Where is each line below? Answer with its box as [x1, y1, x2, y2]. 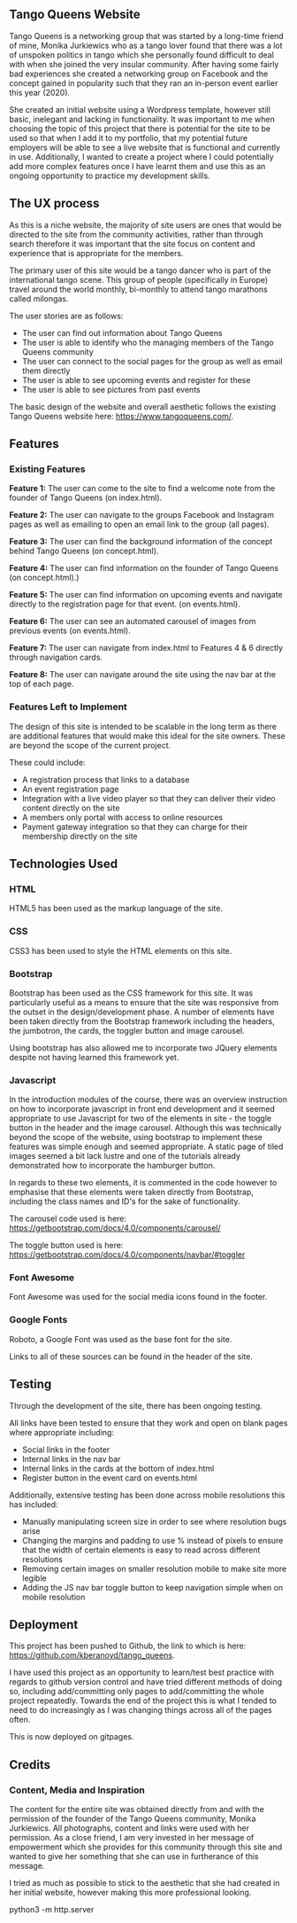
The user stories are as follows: [9, 310, 124, 321]
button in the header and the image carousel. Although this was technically [9, 1122, 282, 1133]
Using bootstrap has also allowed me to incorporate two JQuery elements [9, 1042, 278, 1053]
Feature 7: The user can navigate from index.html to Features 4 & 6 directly [9, 643, 284, 653]
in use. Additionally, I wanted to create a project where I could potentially [9, 151, 274, 162]
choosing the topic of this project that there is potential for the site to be [9, 123, 271, 134]
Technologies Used [9, 856, 118, 872]
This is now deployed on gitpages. [9, 1731, 134, 1742]
